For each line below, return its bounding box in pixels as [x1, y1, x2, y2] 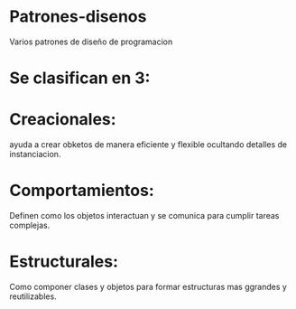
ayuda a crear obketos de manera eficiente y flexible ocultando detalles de [9, 139, 287, 150]
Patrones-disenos [9, 6, 147, 27]
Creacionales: [9, 109, 116, 130]
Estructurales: [9, 251, 119, 272]
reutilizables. [9, 291, 57, 302]
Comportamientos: [9, 181, 155, 201]
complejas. [9, 220, 51, 230]
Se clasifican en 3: [9, 68, 151, 89]
